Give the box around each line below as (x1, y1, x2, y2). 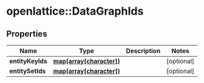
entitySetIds (9, 67, 46, 75)
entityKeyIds (9, 57, 47, 65)
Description (125, 47, 161, 55)
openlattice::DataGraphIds (6, 4, 144, 18)
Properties (6, 29, 47, 39)
